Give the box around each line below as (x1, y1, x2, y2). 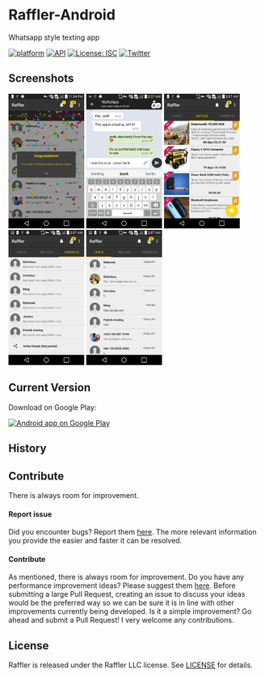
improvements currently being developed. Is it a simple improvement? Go (8, 607, 252, 616)
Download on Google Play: (8, 402, 97, 412)
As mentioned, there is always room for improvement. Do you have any (8, 573, 245, 582)
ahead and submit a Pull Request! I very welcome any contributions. (8, 615, 234, 625)
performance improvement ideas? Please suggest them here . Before (8, 581, 236, 590)
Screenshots (8, 71, 74, 86)
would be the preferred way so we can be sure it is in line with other (8, 598, 234, 608)
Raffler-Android (8, 6, 116, 24)
